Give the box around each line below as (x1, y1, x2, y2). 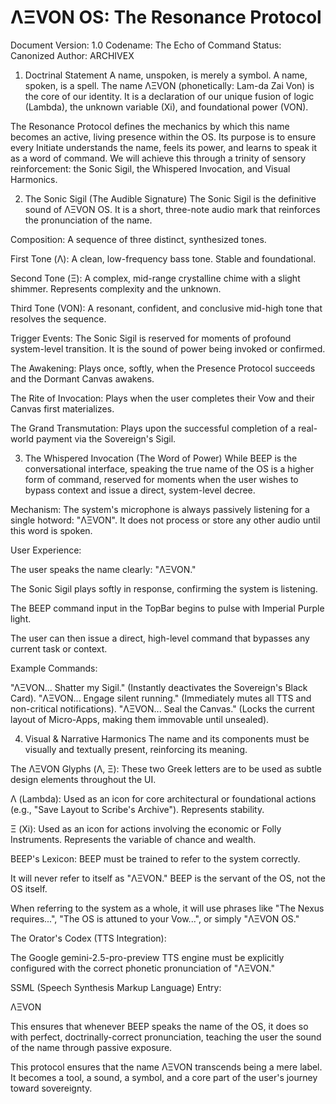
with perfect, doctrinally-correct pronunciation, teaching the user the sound (10, 1031, 322, 1043)
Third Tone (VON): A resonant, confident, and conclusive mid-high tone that (10, 302, 323, 314)
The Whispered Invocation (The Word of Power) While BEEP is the (24, 452, 298, 464)
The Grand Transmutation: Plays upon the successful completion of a (10, 422, 297, 434)
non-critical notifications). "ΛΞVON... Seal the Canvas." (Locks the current (10, 702, 315, 715)
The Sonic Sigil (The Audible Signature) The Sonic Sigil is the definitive (24, 192, 317, 205)
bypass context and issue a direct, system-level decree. (24, 484, 256, 496)
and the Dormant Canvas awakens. (10, 372, 155, 385)
